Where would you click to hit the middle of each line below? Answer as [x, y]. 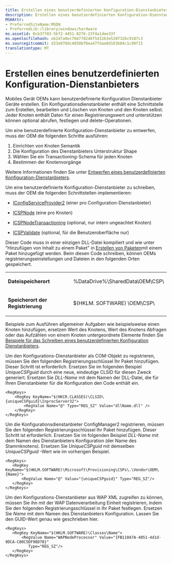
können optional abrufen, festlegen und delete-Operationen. [69, 120]
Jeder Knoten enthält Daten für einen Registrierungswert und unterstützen [84, 115]
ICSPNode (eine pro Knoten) [43, 213]
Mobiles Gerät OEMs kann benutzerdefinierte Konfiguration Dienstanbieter [84, 98]
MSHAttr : [15, 19]
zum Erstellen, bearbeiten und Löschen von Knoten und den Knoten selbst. [84, 109]
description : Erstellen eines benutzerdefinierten [60, 15]
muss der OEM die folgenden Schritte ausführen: [57, 136]
